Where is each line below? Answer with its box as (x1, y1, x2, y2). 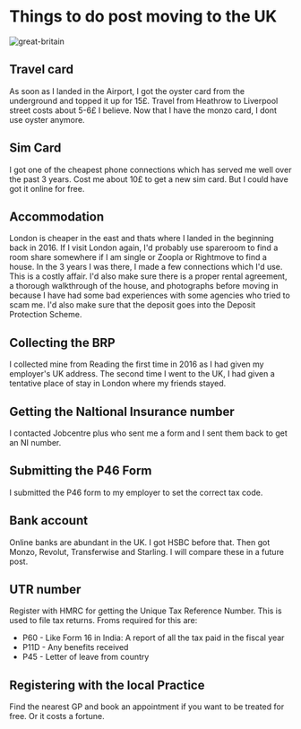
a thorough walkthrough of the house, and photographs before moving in (9, 281, 279, 291)
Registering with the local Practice (9, 677, 205, 692)
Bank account (9, 513, 88, 528)
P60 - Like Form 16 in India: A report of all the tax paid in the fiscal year (21, 632, 285, 643)
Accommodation (9, 209, 105, 224)
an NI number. (9, 438, 62, 447)
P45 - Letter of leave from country (21, 652, 150, 663)
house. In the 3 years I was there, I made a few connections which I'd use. (9, 262, 283, 273)
